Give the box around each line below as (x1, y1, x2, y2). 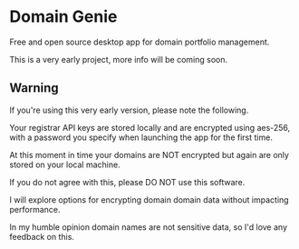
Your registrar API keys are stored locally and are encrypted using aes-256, (9, 122, 291, 133)
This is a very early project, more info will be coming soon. (9, 54, 228, 65)
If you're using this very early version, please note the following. (9, 105, 249, 115)
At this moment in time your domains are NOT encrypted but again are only (9, 149, 290, 160)
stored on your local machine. (9, 159, 121, 170)
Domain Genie (9, 6, 118, 27)
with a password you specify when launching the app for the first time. (9, 132, 274, 143)
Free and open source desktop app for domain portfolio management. (9, 36, 270, 47)
